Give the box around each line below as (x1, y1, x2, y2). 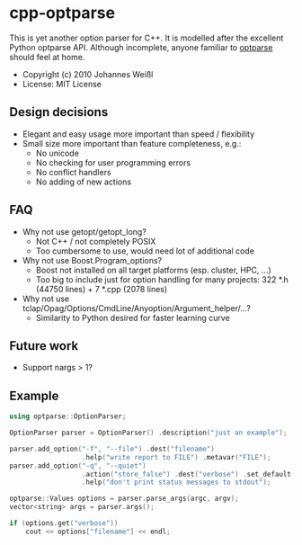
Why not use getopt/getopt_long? (22, 226, 147, 237)
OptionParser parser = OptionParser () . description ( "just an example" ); (9, 428, 288, 438)
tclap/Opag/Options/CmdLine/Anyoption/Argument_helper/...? (22, 302, 252, 313)
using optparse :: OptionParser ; (9, 412, 127, 421)
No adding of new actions (35, 176, 132, 187)
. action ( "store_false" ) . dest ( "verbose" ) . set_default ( (81, 469, 296, 478)
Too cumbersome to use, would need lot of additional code (35, 246, 254, 256)
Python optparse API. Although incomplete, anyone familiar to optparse (9, 41, 273, 52)
